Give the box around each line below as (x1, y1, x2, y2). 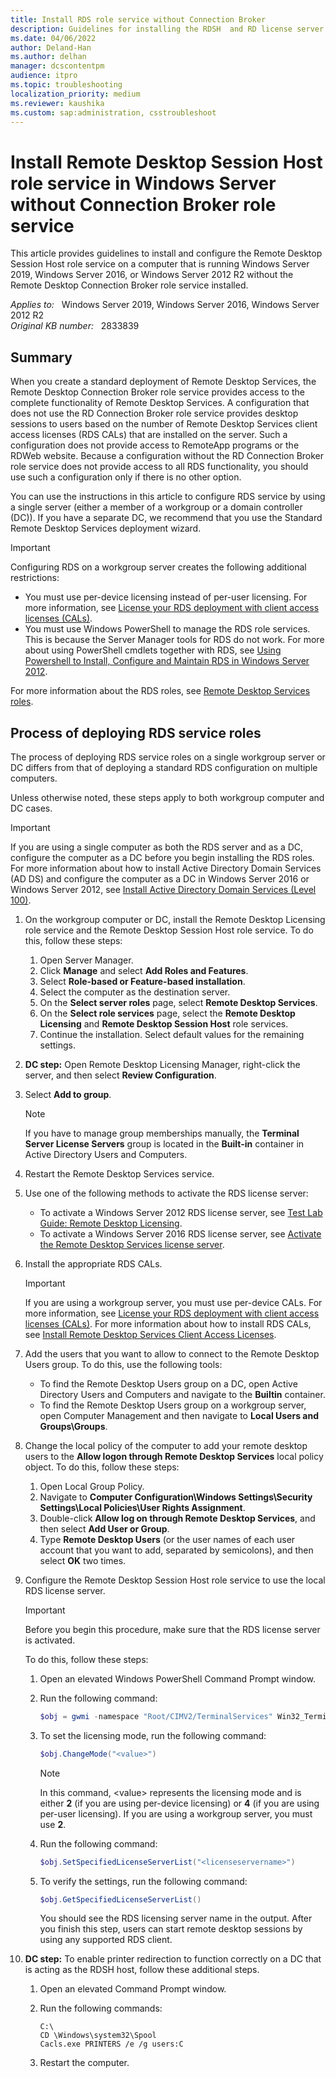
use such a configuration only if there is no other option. (10, 471, 242, 483)
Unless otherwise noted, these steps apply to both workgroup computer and (10, 791, 325, 803)
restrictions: (10, 572, 60, 584)
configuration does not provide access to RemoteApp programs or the (10, 439, 300, 451)
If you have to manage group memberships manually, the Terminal (24, 1127, 300, 1139)
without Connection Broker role (10, 193, 277, 216)
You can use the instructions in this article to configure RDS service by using (10, 491, 326, 503)
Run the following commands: (39, 2002, 163, 2015)
